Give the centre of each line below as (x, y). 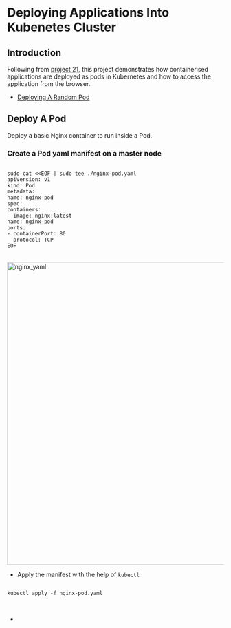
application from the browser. (49, 84)
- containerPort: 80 (37, 234)
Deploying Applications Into (88, 13)
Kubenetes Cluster (62, 27)
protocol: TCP (33, 240)
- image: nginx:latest (40, 216)
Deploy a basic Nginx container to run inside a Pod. (80, 135)
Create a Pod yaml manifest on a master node (85, 153)
